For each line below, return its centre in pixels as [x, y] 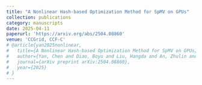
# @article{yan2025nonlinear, [44, 45]
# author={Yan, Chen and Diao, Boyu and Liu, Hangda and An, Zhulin [96, 56]
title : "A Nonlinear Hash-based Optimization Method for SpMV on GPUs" [98, 12]
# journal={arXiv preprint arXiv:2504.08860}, [68, 62]
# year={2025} [26, 67]
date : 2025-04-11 [28, 28]
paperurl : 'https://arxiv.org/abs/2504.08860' [66, 34]
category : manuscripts [35, 23]
